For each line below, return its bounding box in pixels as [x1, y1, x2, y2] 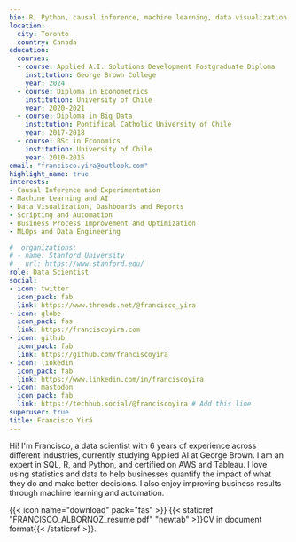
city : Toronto [17, 29, 69, 38]
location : [9, 21, 46, 30]
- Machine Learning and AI [9, 194, 109, 204]
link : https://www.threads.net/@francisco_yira [17, 300, 197, 310]
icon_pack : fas [17, 317, 74, 326]
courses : [17, 54, 50, 63]
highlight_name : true [9, 169, 90, 178]
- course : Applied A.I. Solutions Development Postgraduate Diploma [17, 63, 276, 72]
